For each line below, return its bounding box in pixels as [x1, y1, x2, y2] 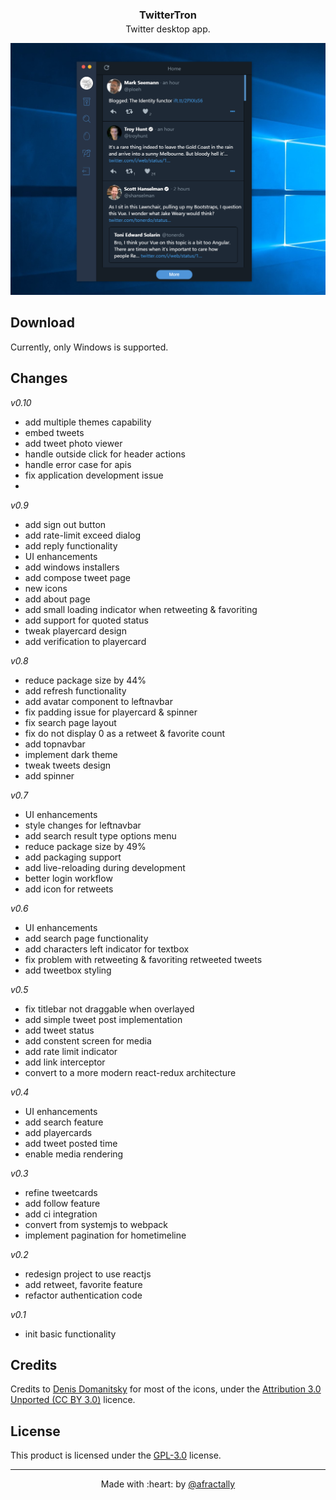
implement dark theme [24, 748, 118, 760]
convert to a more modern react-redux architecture [24, 1066, 237, 1078]
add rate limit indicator [24, 1045, 118, 1057]
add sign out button [24, 518, 107, 530]
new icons [24, 582, 68, 594]
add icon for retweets [24, 883, 114, 895]
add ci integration [24, 1208, 98, 1220]
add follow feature [24, 1197, 101, 1209]
